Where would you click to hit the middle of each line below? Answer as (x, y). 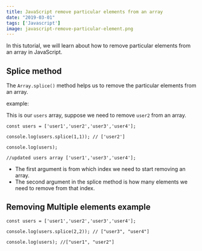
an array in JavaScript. (34, 52)
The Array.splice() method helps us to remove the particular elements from (101, 85)
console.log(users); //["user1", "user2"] (60, 242)
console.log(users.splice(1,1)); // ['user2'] (66, 137)
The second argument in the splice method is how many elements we (101, 182)
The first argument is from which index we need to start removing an (100, 169)
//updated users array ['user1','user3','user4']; (71, 158)
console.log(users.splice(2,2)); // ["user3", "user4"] (78, 231)
